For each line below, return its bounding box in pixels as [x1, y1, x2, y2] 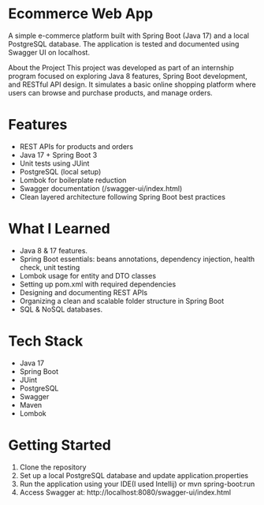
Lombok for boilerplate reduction [19, 175, 127, 185]
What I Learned [8, 220, 110, 238]
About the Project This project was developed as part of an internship [8, 62, 234, 72]
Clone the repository [19, 462, 87, 472]
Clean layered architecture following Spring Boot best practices [19, 192, 226, 201]
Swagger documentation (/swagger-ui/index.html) [19, 183, 183, 193]
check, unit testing [19, 262, 80, 272]
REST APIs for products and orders [19, 141, 134, 151]
